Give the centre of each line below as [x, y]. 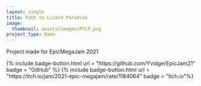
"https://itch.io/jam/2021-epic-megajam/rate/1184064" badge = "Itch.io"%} [100, 76]
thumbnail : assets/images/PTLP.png [57, 29]
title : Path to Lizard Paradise [47, 18]
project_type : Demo [31, 35]
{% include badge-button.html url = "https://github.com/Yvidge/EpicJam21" [101, 64]
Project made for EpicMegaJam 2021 [52, 51]
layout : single [25, 12]
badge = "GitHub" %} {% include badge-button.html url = [78, 70]
